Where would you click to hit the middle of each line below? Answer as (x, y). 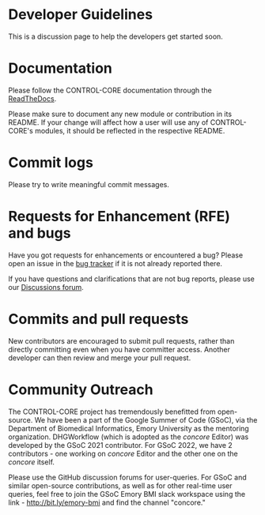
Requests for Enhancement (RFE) (119, 216)
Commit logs (51, 163)
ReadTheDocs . (32, 98)
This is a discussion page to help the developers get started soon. (115, 36)
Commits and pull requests (98, 319)
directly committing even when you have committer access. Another (119, 349)
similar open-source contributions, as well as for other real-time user (120, 485)
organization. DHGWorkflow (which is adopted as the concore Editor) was (129, 437)
